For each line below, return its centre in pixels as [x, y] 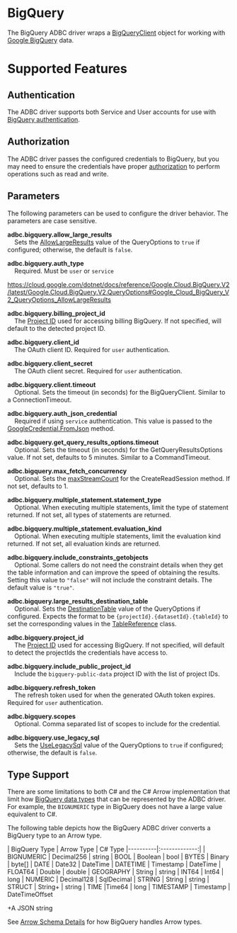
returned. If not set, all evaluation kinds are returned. [84, 543]
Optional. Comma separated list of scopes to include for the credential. [117, 723]
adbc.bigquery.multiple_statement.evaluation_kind [85, 528]
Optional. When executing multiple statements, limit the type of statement [121, 507]
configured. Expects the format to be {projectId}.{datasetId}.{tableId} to [118, 616]
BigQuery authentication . [44, 119]
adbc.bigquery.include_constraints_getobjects [78, 557]
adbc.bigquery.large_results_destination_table [78, 601]
